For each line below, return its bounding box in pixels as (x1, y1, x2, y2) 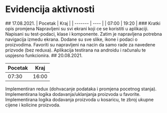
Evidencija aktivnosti (5, 4, 95, 15)
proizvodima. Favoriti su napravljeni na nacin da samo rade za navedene (5, 41, 155, 47)
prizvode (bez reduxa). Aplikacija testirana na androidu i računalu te (5, 47, 146, 53)
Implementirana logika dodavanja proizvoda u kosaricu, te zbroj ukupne (5, 96, 154, 102)
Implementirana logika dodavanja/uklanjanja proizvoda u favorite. (5, 91, 141, 97)
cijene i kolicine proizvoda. (5, 102, 61, 108)
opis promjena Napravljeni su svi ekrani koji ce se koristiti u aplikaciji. (5, 25, 149, 31)
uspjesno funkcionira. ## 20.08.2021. (5, 52, 83, 59)
